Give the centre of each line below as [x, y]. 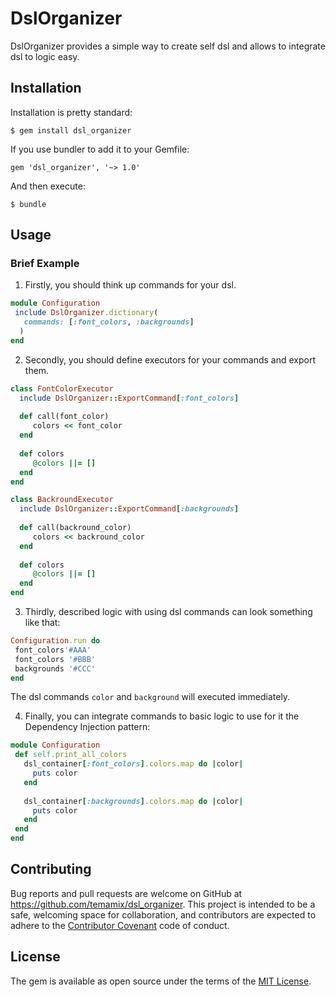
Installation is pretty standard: [71, 112]
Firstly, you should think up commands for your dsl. [130, 285]
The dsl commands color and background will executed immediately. [150, 697]
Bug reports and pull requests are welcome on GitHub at [126, 893]
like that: [42, 623]
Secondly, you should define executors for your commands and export [170, 359]
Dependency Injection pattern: [87, 727]
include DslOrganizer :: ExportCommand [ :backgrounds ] [129, 509]
